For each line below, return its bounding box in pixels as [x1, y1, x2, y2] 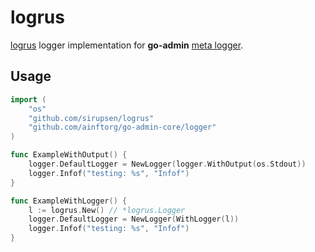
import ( [10, 94, 47, 105]
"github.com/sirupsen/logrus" [28, 113, 155, 123]
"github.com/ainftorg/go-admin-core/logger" [28, 122, 217, 133]
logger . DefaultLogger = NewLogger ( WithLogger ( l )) [28, 214, 240, 225]
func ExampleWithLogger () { [10, 196, 128, 206]
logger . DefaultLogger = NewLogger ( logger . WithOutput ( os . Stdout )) [28, 159, 307, 169]
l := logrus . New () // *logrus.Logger [28, 205, 186, 215]
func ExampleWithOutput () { [10, 150, 128, 160]
